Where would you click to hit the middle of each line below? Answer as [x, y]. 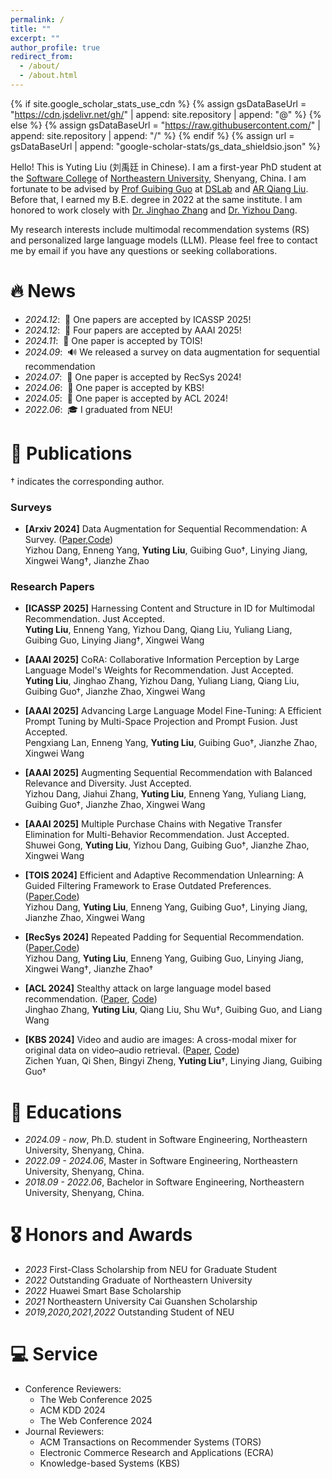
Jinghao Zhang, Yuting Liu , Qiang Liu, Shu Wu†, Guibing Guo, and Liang [173, 1010]
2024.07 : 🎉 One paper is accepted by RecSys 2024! [133, 377]
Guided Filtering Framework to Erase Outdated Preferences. [148, 886]
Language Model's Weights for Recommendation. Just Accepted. [159, 670]
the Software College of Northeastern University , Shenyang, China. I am [158, 178]
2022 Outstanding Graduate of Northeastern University [138, 1280]
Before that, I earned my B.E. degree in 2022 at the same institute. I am [156, 199]
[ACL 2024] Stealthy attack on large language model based [148, 988]
